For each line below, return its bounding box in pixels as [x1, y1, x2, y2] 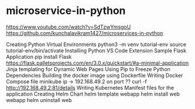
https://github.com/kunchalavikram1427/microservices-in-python [6, 29, 163, 36]
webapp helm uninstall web [6, 96, 72, 103]
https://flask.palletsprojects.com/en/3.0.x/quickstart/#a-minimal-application [6, 59, 189, 66]
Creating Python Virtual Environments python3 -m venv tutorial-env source [6, 41, 187, 48]
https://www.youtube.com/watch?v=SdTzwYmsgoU [6, 23, 131, 30]
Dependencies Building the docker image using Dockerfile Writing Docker [6, 72, 183, 79]
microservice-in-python [6, 4, 126, 17]
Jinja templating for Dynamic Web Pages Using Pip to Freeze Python [6, 65, 170, 72]
